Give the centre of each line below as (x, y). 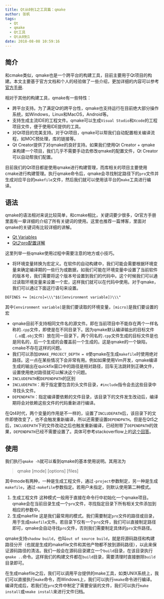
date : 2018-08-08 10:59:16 (32, 42)
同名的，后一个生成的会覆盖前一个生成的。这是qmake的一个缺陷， (83, 342)
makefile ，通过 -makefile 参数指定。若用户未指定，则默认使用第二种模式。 (79, 487)
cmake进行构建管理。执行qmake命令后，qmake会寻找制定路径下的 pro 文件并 (82, 173)
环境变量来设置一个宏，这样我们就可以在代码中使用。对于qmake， (92, 282)
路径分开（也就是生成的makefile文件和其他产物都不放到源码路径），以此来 (79, 545)
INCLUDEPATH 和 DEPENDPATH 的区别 (44, 379)
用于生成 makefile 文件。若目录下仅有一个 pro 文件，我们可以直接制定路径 (84, 522)
